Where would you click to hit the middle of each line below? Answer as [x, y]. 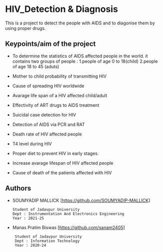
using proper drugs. [25, 28]
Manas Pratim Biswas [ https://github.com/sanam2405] [69, 227]
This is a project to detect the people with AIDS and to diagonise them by [80, 23]
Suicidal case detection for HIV [44, 115]
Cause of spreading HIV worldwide [48, 86]
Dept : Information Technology [47, 241]
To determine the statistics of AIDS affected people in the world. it [80, 56]
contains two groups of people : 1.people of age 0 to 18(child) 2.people [85, 61]
